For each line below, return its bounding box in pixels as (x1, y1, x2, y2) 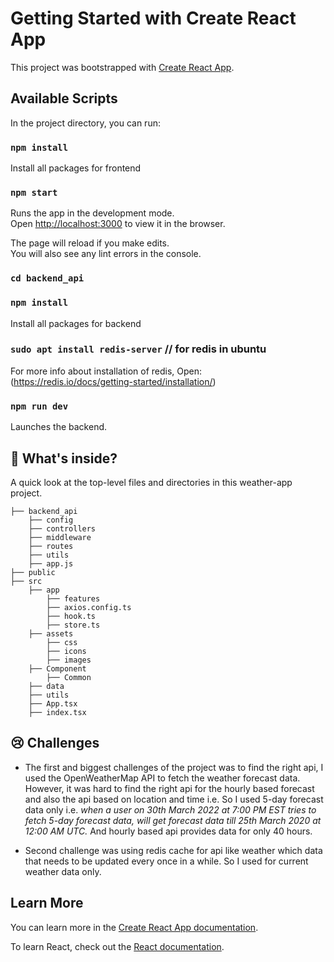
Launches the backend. (10, 421, 108, 433)
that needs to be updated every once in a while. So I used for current (24, 855, 309, 867)
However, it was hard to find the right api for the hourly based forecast (24, 782, 315, 794)
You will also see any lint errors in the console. (10, 248, 202, 260)
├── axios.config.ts (46, 602, 132, 612)
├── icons (46, 646, 87, 656)
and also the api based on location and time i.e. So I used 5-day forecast (24, 793, 324, 805)
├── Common (46, 672, 92, 682)
